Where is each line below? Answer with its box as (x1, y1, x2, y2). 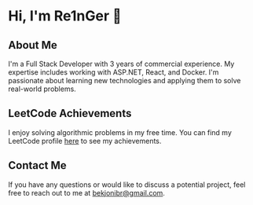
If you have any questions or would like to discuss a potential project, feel (8, 180, 246, 189)
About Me (8, 38, 57, 52)
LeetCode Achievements (8, 107, 132, 120)
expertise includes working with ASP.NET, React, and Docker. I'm (8, 68, 219, 77)
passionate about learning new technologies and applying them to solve (8, 76, 241, 85)
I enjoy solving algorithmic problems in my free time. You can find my (8, 127, 232, 137)
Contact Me (8, 159, 67, 172)
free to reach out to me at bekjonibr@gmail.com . (8, 188, 165, 197)
